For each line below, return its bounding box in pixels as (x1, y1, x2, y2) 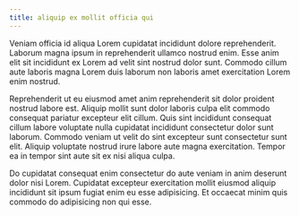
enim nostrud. (9, 75, 61, 86)
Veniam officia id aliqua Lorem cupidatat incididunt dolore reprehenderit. (9, 38, 277, 48)
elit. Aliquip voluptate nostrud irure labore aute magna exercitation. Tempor (9, 141, 286, 151)
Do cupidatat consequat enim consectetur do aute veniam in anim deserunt (9, 168, 287, 178)
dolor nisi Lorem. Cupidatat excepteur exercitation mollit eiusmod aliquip (9, 177, 277, 188)
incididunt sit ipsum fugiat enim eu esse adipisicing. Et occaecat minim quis (9, 186, 288, 197)
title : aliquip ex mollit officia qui (9, 13, 154, 22)
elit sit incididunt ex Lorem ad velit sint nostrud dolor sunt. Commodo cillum (9, 56, 287, 67)
